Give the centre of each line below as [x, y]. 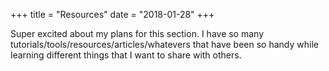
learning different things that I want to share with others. [126, 55]
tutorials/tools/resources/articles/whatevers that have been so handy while [164, 44]
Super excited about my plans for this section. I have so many [137, 33]
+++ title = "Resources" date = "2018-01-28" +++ [112, 14]
